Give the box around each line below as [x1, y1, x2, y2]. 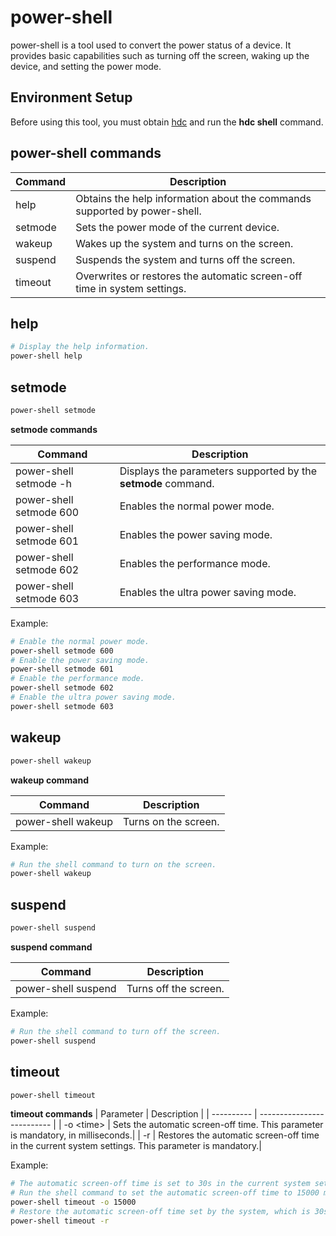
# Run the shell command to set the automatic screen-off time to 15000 [10, 1188, 320, 1198]
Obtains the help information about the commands [75, 191, 312, 205]
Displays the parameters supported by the [119, 464, 318, 478]
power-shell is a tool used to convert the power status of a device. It [10, 39, 292, 51]
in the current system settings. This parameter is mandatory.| [10, 1140, 262, 1152]
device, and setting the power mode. [10, 60, 162, 72]
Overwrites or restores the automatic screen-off [75, 269, 303, 283]
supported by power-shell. [75, 204, 202, 218]
